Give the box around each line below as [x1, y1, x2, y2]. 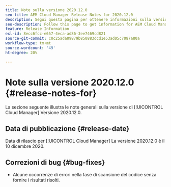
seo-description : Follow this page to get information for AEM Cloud [5, 21, 156, 27]
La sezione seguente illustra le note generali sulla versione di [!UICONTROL [5, 104, 163, 110]
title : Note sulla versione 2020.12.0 [5, 7, 88, 13]
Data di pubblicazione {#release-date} [5, 124, 130, 133]
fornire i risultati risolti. [12, 177, 60, 183]
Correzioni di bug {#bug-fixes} [5, 158, 105, 167]
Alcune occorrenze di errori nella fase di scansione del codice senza [12, 172, 157, 178]
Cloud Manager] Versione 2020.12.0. [5, 110, 82, 116]
